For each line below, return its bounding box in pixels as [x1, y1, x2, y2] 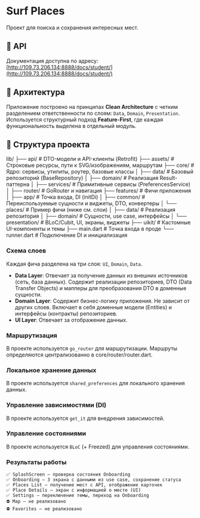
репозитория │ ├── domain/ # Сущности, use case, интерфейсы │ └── [6, 212, 187, 220]
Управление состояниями [6, 429, 87, 438]
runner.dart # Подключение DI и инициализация [6, 231, 128, 239]
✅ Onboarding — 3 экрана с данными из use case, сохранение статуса [6, 477, 181, 483]
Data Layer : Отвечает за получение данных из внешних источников [14, 272, 188, 279]
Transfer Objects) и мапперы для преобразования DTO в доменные [14, 284, 187, 291]
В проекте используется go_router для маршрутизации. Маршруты [6, 345, 178, 352]
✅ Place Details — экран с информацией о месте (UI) [6, 487, 141, 493]
